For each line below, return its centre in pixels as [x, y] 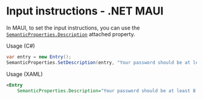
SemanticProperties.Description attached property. [71, 34]
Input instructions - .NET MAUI [85, 11]
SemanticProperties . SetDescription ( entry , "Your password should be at [98, 62]
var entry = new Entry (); [39, 57]
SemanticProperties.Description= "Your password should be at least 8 [107, 91]
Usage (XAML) [25, 74]
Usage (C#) [21, 46]
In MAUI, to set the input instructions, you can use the [73, 28]
